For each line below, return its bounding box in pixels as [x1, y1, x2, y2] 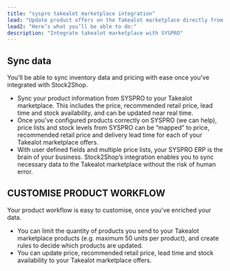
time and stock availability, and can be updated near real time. [17, 109, 194, 118]
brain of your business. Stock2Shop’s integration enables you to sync [17, 153, 214, 161]
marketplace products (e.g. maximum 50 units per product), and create [17, 234, 219, 242]
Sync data [7, 55, 52, 66]
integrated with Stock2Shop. [7, 81, 88, 89]
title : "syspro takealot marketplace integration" [7, 10, 156, 17]
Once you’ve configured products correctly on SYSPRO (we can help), [17, 116, 217, 124]
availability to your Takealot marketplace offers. [17, 256, 152, 264]
